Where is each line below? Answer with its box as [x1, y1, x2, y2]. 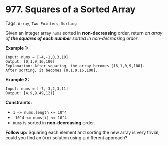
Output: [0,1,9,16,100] [5, 59, 55, 64]
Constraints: [5, 99, 32, 105]
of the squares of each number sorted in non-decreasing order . [5, 35, 139, 41]
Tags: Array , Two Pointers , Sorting [5, 20, 77, 26]
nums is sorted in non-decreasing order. [12, 119, 95, 126]
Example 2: [5, 76, 29, 82]
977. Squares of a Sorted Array [5, 4, 136, 15]
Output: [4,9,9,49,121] [5, 90, 55, 96]
